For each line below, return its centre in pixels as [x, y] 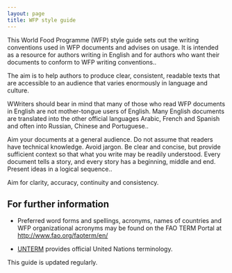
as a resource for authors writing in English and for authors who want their [114, 55]
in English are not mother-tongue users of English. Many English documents [116, 111]
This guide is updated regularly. [52, 263]
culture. [18, 90]
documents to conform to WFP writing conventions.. [82, 62]
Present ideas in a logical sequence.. [60, 169]
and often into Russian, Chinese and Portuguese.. [78, 126]
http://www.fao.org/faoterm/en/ [63, 235]
